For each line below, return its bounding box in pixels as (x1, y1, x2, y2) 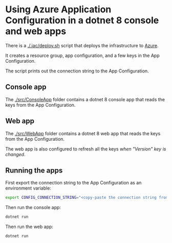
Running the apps (5, 166, 63, 175)
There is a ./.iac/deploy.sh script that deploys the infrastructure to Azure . (5, 42, 159, 48)
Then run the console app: (5, 204, 61, 211)
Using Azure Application (5, 4, 112, 15)
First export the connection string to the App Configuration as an (5, 180, 142, 186)
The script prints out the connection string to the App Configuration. (5, 68, 149, 74)
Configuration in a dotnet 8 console (5, 14, 159, 26)
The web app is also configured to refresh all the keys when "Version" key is (5, 145, 166, 152)
